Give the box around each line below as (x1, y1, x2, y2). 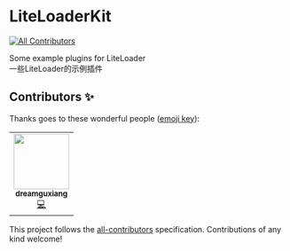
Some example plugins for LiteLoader (9, 52, 146, 63)
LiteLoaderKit (9, 6, 112, 27)
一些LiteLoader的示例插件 (9, 63, 104, 74)
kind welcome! (9, 233, 63, 244)
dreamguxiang (15, 188, 68, 199)
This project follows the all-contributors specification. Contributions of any (9, 224, 282, 234)
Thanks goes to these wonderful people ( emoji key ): (9, 113, 200, 123)
